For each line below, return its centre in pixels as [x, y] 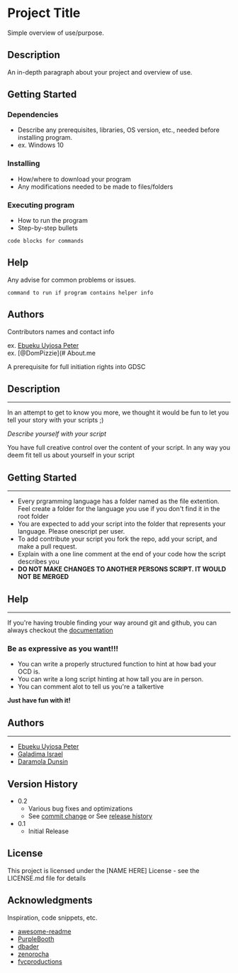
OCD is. [29, 671]
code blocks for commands [45, 241]
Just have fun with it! [39, 700]
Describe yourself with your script [57, 434]
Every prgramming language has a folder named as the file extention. [118, 501]
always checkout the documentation [60, 630]
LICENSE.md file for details [47, 878]
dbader [28, 946]
